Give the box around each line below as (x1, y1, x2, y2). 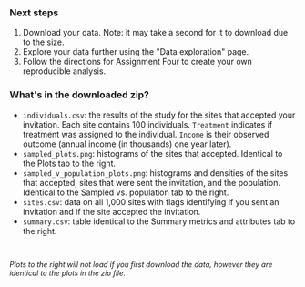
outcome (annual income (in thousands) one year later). (22, 138, 232, 149)
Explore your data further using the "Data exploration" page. (22, 46, 249, 57)
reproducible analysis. (22, 66, 107, 77)
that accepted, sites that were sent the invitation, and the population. (22, 177, 280, 188)
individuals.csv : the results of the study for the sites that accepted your (22, 109, 296, 120)
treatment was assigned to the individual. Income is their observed (22, 128, 269, 139)
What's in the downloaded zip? (9, 88, 150, 101)
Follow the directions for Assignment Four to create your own (22, 56, 253, 67)
